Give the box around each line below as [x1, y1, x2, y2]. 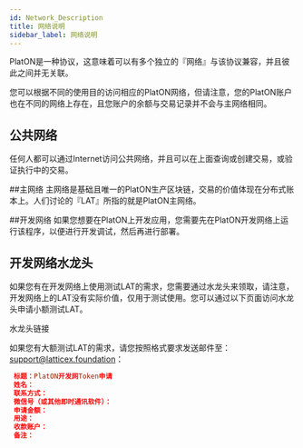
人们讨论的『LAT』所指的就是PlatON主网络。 [33, 195, 201, 206]
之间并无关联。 [16, 67, 73, 78]
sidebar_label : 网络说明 [9, 30, 98, 39]
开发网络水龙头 [9, 255, 93, 271]
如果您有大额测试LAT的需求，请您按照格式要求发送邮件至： [9, 343, 231, 353]
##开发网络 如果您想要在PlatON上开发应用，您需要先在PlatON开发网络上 [9, 214, 281, 225]
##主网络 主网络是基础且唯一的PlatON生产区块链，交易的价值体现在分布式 [9, 184, 287, 195]
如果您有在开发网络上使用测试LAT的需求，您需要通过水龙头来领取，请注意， [9, 281, 295, 292]
